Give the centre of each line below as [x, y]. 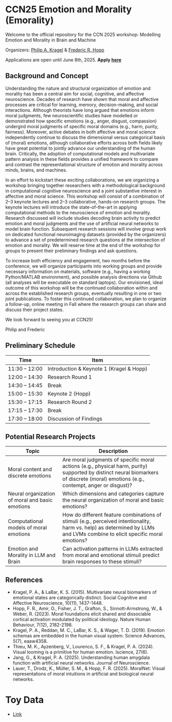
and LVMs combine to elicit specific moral [112, 534]
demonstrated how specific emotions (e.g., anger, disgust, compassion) [81, 121]
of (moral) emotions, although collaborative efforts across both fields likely [84, 142]
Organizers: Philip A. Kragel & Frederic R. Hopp [55, 50]
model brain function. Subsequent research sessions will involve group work [86, 229]
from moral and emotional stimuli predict [111, 555]
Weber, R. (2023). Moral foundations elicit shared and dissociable [82, 614]
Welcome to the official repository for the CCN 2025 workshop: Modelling [83, 34]
